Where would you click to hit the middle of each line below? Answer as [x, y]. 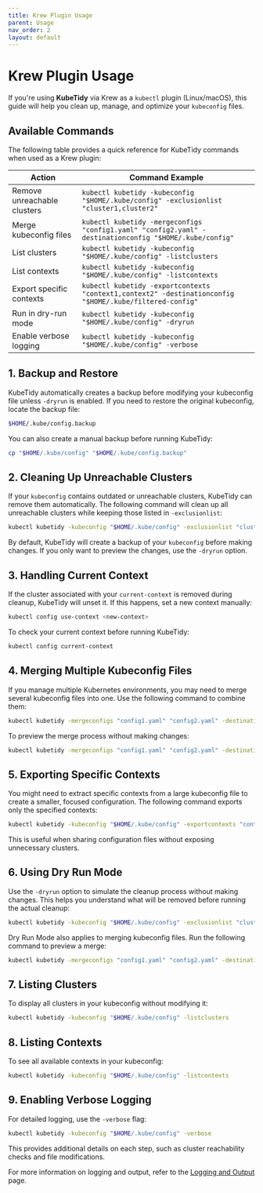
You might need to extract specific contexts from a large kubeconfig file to [128, 794]
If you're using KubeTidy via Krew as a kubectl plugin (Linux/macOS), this [128, 98]
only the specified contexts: [53, 810]
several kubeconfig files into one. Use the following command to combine [127, 698]
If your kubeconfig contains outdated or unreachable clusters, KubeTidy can [130, 496]
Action [43, 177]
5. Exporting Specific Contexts [84, 774]
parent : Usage [31, 23]
